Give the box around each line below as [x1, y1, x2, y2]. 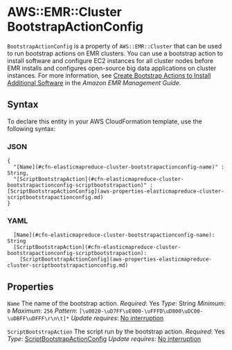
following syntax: [7, 124, 56, 132]
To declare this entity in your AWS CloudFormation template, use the [7, 117, 202, 125]
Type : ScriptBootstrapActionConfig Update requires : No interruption [7, 335, 202, 343]
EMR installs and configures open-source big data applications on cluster [7, 64, 217, 72]
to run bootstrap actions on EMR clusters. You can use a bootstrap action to [7, 49, 224, 58]
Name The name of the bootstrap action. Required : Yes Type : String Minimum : [7, 299, 226, 308]
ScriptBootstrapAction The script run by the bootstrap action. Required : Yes [7, 327, 225, 336]
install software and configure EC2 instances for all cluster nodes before [7, 56, 213, 64]
